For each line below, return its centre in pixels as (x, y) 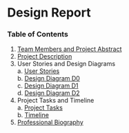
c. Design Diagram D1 (48, 86)
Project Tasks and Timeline (56, 101)
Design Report (49, 13)
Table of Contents (38, 34)
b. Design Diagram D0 (49, 79)
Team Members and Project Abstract (69, 49)
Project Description (44, 57)
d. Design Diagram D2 (49, 93)
